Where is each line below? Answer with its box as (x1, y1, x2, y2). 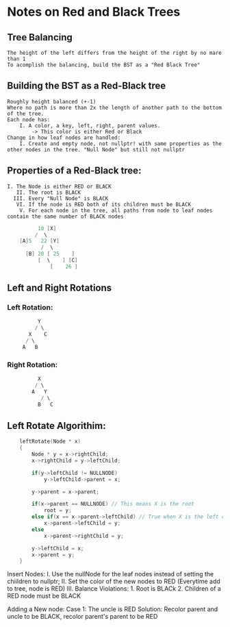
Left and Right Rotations (7, 282, 112, 294)
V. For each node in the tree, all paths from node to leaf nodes (19, 207, 213, 214)
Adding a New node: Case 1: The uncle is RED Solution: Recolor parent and (7, 605, 218, 613)
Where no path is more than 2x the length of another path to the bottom (7, 104, 222, 111)
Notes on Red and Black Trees (7, 4, 181, 20)
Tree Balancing (7, 32, 73, 43)
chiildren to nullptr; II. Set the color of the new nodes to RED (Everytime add (7, 577, 220, 586)
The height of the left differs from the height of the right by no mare (7, 49, 222, 56)
